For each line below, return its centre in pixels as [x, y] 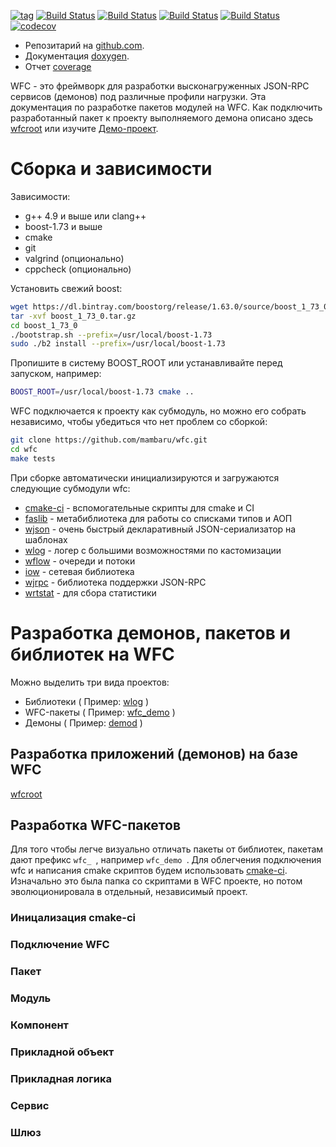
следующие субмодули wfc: [70, 488]
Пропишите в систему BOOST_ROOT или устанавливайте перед [146, 363]
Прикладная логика [61, 1078]
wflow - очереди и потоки [80, 561]
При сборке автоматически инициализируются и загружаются [145, 477]
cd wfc [24, 450]
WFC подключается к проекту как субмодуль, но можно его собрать [158, 411]
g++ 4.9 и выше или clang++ [85, 216]
